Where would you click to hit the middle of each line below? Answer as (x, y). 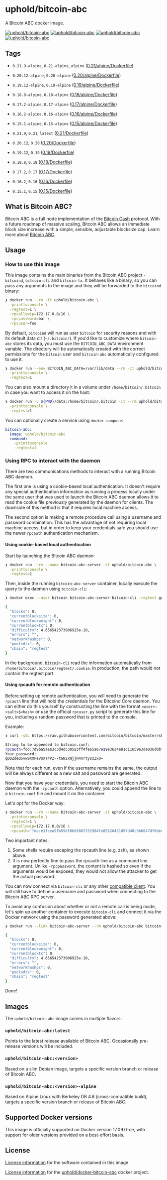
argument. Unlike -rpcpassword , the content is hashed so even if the (82, 866)
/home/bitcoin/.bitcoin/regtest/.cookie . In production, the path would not (83, 668)
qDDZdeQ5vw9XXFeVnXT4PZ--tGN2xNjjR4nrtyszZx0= (54, 759)
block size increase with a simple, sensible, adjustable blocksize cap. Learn (83, 229)
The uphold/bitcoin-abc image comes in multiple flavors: (64, 1019)
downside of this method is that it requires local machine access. (72, 508)
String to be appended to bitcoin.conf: (48, 745)
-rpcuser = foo (23, 323)
